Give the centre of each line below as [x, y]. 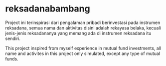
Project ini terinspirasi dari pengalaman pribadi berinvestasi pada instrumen [83, 22]
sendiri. [13, 38]
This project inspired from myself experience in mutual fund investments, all [83, 48]
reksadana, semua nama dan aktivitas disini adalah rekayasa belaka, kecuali [83, 27]
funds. [12, 58]
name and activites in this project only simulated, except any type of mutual [83, 53]
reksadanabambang [48, 9]
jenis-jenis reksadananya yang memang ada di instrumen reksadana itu [78, 33]
